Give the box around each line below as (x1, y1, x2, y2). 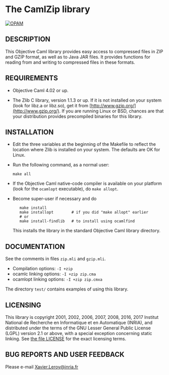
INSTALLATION (5, 128, 54, 136)
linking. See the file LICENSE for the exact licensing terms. (5, 336, 127, 342)
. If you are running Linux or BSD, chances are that (59, 108, 164, 114)
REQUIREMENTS (5, 74, 58, 82)
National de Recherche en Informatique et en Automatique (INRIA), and (5, 320, 153, 325)
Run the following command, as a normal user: (12, 162, 109, 168)
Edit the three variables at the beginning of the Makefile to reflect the (12, 141, 156, 147)
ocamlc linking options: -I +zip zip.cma (12, 271, 96, 277)
